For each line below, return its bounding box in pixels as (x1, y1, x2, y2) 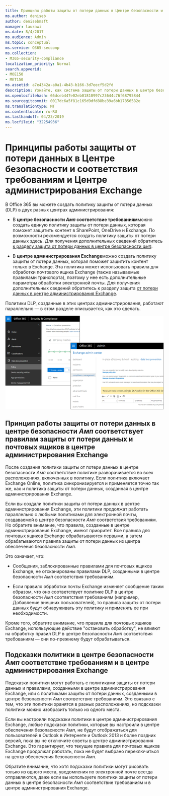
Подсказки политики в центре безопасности (5, 650, 154, 659)
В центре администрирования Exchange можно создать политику (12, 253, 157, 259)
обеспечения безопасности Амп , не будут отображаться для (5, 727, 137, 733)
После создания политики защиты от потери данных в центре (5, 464, 139, 470)
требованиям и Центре (5, 174, 108, 186)
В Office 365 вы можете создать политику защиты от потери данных (5, 201, 153, 207)
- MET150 (5, 77, 24, 83)
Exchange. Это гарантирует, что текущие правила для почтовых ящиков (5, 743, 160, 749)
